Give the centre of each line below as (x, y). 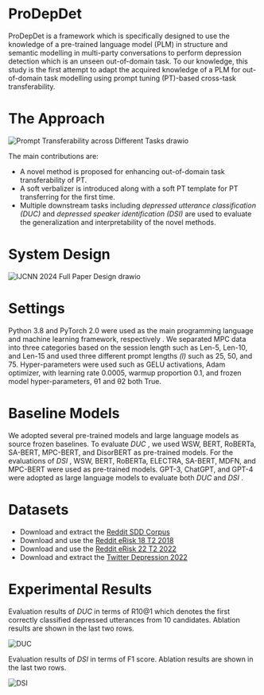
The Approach (56, 119)
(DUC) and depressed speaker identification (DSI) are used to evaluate (136, 214)
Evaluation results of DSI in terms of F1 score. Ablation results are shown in (131, 659)
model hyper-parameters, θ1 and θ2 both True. (85, 381)
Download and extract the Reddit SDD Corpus (95, 532)
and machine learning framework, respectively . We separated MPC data (127, 339)
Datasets (39, 509)
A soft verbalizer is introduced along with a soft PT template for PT (129, 188)
